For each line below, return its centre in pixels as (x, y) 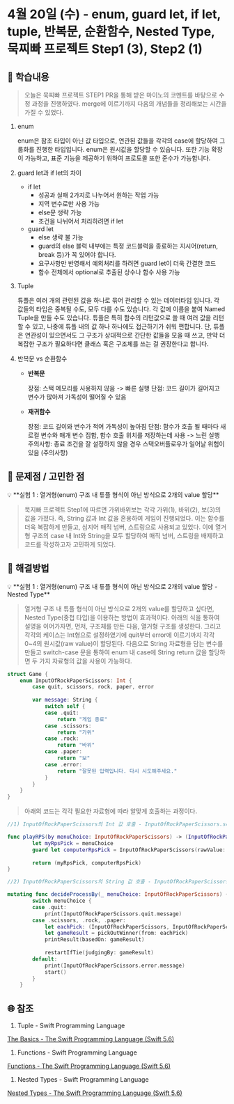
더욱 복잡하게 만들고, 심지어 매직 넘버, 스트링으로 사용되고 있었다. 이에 (119, 527)
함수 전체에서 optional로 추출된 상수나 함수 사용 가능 (109, 272)
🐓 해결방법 (29, 568)
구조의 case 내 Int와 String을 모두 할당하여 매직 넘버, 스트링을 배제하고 (128, 535)
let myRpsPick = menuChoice (73, 843)
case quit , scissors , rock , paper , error (93, 687)
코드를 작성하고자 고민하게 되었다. (70, 544)
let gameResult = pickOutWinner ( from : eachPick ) (116, 933)
